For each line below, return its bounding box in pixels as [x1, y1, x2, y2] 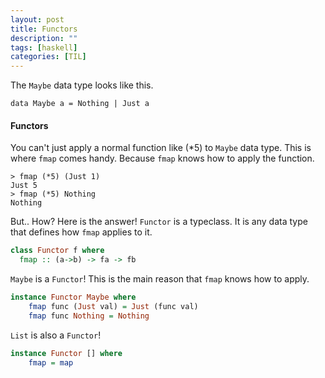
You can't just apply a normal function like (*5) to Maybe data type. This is [10, 142, 312, 154]
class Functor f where [10, 246, 105, 256]
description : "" [10, 33, 78, 43]
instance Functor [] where [10, 348, 123, 358]
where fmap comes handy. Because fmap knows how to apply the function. [10, 152, 315, 165]
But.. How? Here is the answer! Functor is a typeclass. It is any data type [10, 216, 308, 228]
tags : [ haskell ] [10, 42, 78, 53]
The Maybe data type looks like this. [10, 79, 154, 91]
